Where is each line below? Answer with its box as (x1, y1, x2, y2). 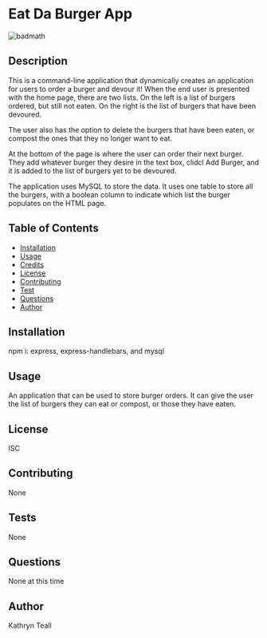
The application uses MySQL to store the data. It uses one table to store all (8, 181, 253, 191)
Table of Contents (8, 221, 100, 236)
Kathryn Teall (8, 620, 52, 631)
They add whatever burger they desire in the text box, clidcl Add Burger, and (8, 157, 260, 167)
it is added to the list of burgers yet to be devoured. (8, 165, 177, 176)
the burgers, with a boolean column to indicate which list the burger (8, 189, 231, 200)
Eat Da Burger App (8, 5, 133, 23)
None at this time (8, 577, 65, 586)
